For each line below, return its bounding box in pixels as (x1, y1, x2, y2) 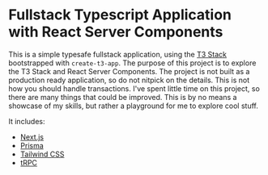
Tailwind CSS (19, 149, 65, 159)
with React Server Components (8, 23, 223, 41)
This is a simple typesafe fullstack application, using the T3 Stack (8, 49, 227, 59)
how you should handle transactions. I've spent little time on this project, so (8, 83, 261, 94)
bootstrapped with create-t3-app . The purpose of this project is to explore (8, 58, 257, 68)
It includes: (8, 116, 45, 126)
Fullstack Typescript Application (8, 6, 232, 24)
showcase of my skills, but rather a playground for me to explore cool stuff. (8, 101, 259, 110)
